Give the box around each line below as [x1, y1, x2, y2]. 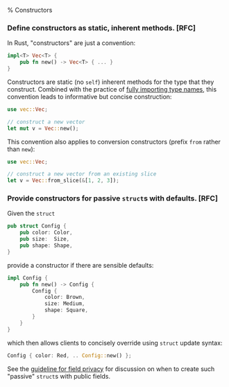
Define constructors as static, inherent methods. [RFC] [7, 23, 196, 33]
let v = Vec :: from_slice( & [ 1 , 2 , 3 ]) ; [7, 177, 119, 184]
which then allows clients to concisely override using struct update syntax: [7, 338, 223, 347]
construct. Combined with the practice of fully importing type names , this [7, 85, 217, 93]
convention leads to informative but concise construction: [7, 92, 172, 101]
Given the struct [7, 209, 56, 218]
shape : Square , [44, 307, 89, 314]
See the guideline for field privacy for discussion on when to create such [7, 364, 215, 373]
